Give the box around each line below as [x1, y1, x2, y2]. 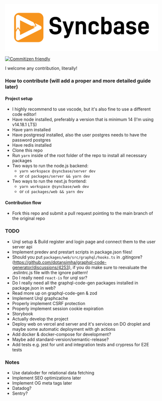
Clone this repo [12, 147, 43, 154]
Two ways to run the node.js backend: [12, 163, 89, 169]
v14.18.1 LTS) [12, 122, 37, 127]
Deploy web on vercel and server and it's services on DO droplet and [12, 321, 150, 327]
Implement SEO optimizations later [12, 375, 81, 381]
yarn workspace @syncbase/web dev [19, 185, 89, 189]
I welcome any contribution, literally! [5, 65, 78, 71]
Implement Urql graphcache [12, 295, 68, 301]
